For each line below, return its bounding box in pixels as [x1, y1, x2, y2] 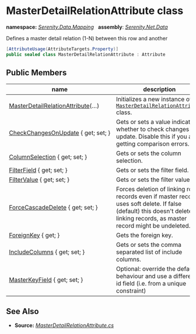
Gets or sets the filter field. [116, 166, 189, 174]
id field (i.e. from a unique [116, 279, 187, 287]
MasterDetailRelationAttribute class [6, 4, 184, 18]
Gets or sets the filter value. [116, 175, 192, 184]
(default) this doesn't [116, 206, 174, 215]
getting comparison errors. [116, 139, 190, 147]
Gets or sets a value [116, 118, 171, 126]
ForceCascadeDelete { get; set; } [9, 203, 98, 211]
